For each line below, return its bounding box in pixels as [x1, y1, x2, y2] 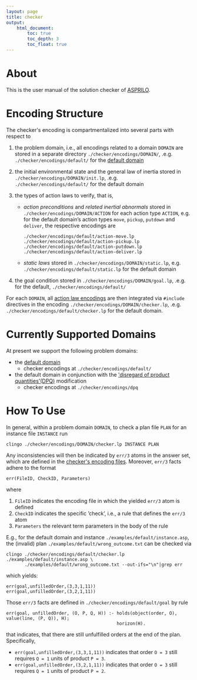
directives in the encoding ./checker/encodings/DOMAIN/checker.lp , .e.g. [6, 301, 182, 308]
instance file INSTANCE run [6, 430, 68, 437]
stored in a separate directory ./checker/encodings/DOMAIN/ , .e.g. [14, 150, 173, 157]
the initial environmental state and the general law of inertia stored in [14, 168, 181, 175]
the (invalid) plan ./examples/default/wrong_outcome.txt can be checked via [6, 540, 192, 547]
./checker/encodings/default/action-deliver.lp [23, 248, 142, 255]
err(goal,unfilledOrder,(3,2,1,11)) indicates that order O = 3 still [14, 661, 178, 668]
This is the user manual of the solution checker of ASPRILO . [6, 86, 151, 93]
